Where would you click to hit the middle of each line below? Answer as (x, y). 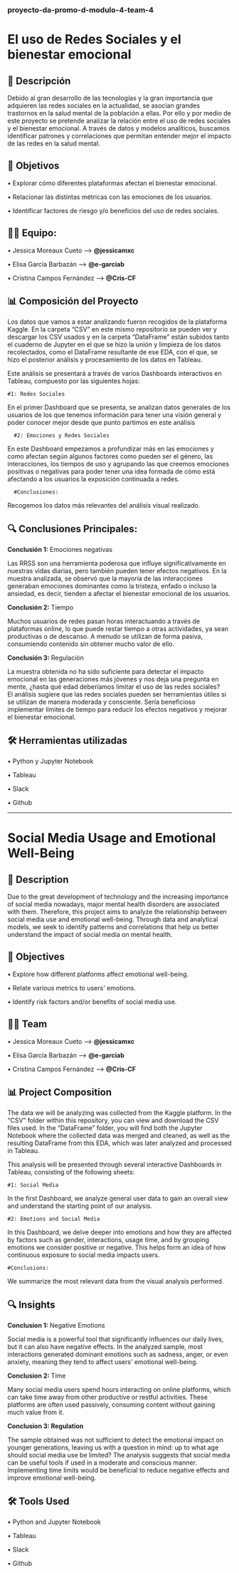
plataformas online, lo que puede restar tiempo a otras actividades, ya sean (118, 629)
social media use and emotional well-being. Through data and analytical (113, 919)
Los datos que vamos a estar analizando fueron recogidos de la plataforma (117, 322)
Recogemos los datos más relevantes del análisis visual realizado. (104, 506)
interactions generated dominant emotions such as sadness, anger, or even (118, 1354)
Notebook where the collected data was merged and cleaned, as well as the (118, 1136)
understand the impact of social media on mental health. (90, 934)
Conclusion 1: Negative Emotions (56, 1326)
